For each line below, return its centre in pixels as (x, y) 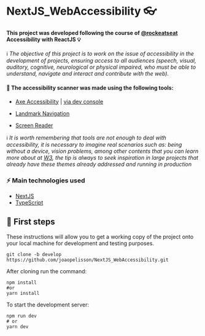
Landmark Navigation (42, 113)
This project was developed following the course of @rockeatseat (92, 33)
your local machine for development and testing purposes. (80, 243)
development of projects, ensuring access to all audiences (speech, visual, (101, 61)
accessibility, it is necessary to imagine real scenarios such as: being (94, 144)
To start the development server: (48, 305)
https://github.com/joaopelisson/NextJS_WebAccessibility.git (87, 260)
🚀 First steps (31, 222)
